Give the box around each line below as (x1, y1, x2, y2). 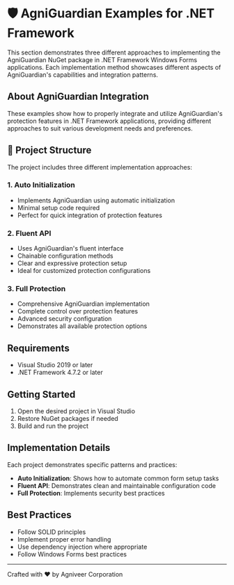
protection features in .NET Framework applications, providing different (7, 117, 212, 125)
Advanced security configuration (17, 315, 112, 323)
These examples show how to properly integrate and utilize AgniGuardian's (7, 109, 223, 117)
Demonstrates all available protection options (17, 322, 148, 330)
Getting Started (7, 388, 76, 400)
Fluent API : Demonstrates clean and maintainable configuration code (17, 481, 216, 489)
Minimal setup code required (17, 203, 100, 212)
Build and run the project (17, 422, 89, 430)
